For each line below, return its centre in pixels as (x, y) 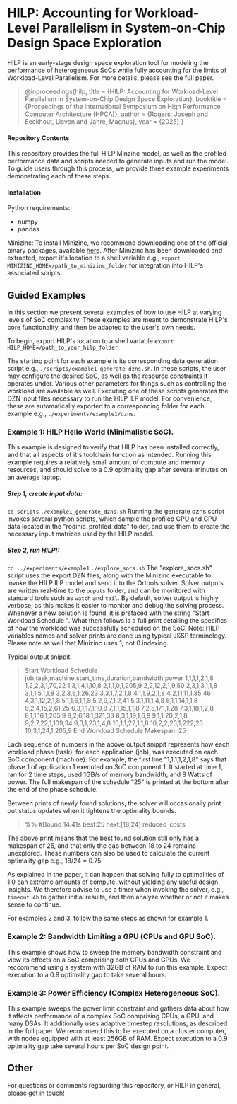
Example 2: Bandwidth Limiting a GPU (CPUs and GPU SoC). (112, 937)
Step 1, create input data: (45, 494)
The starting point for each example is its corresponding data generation (113, 361)
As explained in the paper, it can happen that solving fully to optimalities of (116, 875)
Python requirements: (39, 208)
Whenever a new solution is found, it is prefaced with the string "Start (108, 613)
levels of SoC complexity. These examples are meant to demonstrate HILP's (117, 320)
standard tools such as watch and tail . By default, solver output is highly (113, 598)
